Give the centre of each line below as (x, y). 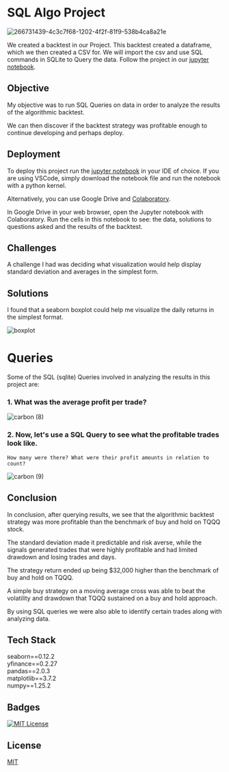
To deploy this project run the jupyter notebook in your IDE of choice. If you (113, 171)
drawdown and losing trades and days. (62, 557)
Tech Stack (31, 640)
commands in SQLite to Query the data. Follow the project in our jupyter (108, 59)
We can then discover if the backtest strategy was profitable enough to (107, 125)
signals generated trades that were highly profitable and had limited (103, 549)
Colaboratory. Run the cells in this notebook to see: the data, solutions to (109, 219)
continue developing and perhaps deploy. (66, 132)
